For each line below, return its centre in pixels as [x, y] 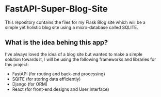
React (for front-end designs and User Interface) [60, 89]
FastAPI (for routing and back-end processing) [58, 74]
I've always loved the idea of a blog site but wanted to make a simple [74, 54]
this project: [17, 64]
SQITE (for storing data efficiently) [46, 79]
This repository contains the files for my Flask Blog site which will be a [75, 22]
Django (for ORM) [30, 84]
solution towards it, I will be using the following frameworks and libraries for [80, 59]
